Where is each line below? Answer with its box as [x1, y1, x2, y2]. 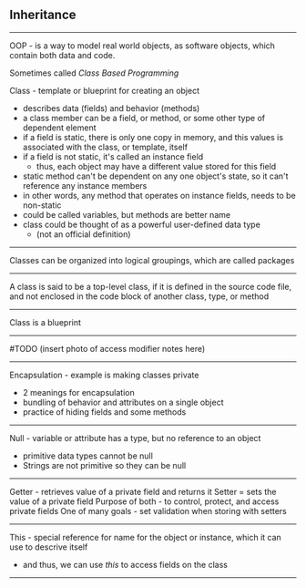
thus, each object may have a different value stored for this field [36, 160, 277, 171]
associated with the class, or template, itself [22, 141, 189, 152]
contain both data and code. [9, 49, 116, 60]
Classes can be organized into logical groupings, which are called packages [9, 254, 295, 265]
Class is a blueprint [9, 316, 82, 327]
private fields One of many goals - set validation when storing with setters [9, 505, 287, 516]
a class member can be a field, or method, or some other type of [22, 112, 266, 123]
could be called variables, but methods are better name [22, 209, 230, 220]
